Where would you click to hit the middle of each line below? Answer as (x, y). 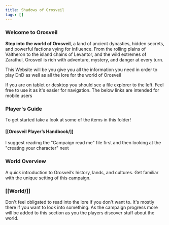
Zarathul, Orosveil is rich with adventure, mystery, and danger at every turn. (84, 59)
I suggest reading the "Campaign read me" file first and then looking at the (83, 143)
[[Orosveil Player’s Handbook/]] (39, 131)
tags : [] (14, 15)
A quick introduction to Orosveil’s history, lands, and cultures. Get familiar (82, 172)
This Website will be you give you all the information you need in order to (81, 70)
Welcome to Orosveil (31, 33)
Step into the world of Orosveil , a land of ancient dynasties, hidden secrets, (85, 43)
